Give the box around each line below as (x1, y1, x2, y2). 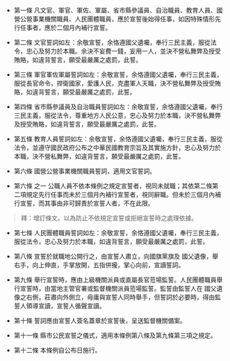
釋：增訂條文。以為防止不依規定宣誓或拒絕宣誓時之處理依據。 (20, 214, 198, 222)
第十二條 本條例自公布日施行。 (13, 346, 101, 354)
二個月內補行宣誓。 (56, 24, 112, 31)
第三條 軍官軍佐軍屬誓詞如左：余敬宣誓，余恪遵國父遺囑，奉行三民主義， (13, 70, 223, 79)
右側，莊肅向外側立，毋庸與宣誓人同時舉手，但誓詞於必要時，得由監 (26, 293, 221, 301)
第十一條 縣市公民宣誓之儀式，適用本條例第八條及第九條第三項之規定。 (13, 331, 217, 339)
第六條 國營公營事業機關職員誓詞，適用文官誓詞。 (13, 167, 156, 175)
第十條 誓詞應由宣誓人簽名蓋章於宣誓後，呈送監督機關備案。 (13, 316, 186, 325)
